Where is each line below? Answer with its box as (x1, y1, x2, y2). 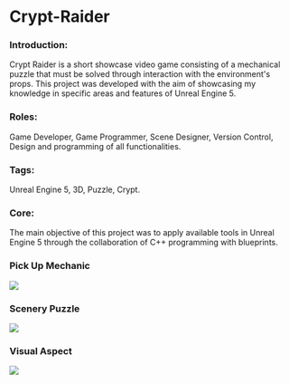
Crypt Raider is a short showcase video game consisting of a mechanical (9, 59, 281, 70)
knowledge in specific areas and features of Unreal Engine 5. (9, 88, 237, 99)
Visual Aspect (9, 344, 72, 357)
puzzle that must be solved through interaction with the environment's (9, 69, 271, 80)
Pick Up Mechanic (9, 260, 90, 273)
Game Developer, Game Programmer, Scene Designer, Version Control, (9, 131, 274, 142)
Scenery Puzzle (9, 302, 80, 314)
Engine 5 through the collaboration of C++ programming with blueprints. (9, 237, 278, 248)
